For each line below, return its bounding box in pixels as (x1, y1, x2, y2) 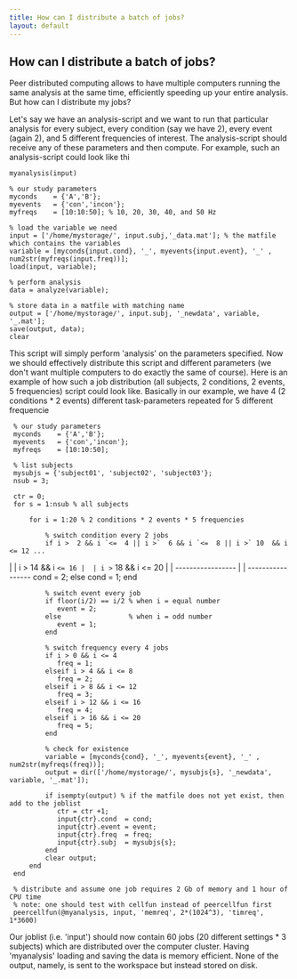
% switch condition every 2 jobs (44, 531, 169, 540)
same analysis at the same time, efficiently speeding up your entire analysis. (9, 87, 289, 98)
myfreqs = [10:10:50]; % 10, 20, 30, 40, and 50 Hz (9, 208, 217, 217)
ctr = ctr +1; (56, 807, 109, 816)
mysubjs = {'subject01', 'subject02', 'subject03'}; (12, 469, 213, 478)
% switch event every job (44, 589, 141, 598)
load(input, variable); (9, 263, 98, 271)
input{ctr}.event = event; (56, 822, 157, 832)
